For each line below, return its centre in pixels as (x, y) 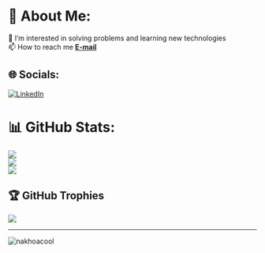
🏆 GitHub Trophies (56, 196)
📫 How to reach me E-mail (52, 47)
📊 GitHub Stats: (62, 127)
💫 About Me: (50, 16)
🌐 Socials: (34, 75)
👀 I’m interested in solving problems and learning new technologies (117, 38)
